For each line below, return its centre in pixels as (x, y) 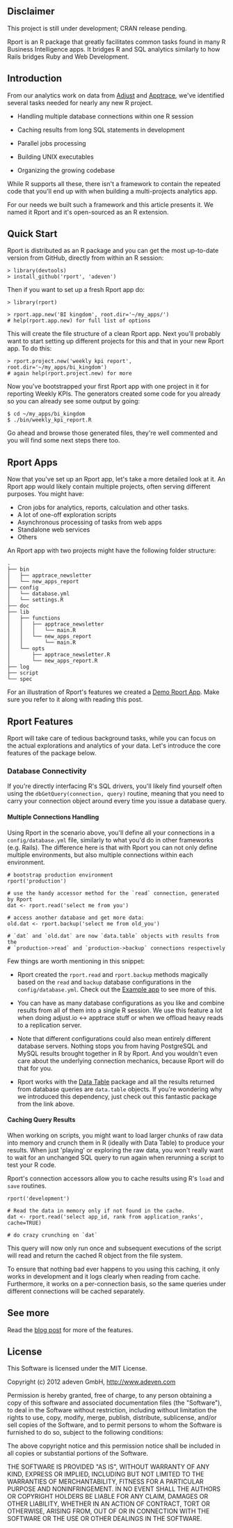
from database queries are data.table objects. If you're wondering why (120, 1089)
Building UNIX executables (55, 157)
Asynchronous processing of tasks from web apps (89, 523)
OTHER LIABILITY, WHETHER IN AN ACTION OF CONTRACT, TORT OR (109, 1504)
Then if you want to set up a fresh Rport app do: (76, 290)
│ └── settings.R (35, 600)
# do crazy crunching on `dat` (53, 1235)
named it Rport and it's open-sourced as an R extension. (88, 212)
